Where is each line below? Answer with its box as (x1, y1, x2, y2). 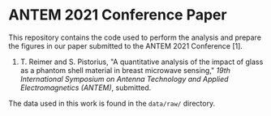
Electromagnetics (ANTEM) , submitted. (19, 83, 152, 92)
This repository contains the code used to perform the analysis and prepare (8, 32, 262, 42)
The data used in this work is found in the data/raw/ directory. (8, 98, 216, 108)
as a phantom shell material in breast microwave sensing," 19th (19, 65, 231, 75)
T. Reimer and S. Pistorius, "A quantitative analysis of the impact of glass (19, 57, 264, 67)
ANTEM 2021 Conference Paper (8, 6, 227, 24)
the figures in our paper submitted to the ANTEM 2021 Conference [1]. (8, 41, 243, 50)
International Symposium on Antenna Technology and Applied (19, 74, 229, 84)
